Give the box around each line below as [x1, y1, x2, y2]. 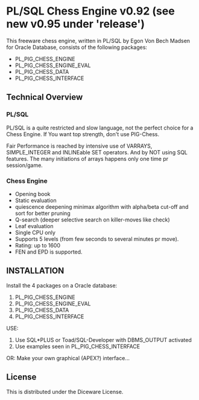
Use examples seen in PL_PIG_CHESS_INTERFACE [14, 343, 141, 350]
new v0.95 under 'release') [6, 17, 145, 31]
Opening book [14, 190, 51, 197]
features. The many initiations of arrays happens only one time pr [6, 155, 169, 162]
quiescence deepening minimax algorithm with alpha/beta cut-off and [14, 203, 189, 210]
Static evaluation [14, 197, 57, 204]
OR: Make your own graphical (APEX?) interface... [6, 354, 130, 361]
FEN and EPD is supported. [14, 248, 83, 255]
